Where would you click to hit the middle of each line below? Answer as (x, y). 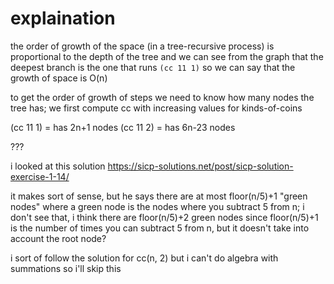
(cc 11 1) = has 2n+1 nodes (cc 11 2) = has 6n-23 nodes (123, 127)
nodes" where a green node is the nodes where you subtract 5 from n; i (157, 206)
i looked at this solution (58, 166)
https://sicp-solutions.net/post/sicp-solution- (200, 166)
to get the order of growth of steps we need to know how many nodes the (162, 97)
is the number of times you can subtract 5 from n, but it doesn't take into (160, 228)
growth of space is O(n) (59, 78)
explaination (63, 18)
